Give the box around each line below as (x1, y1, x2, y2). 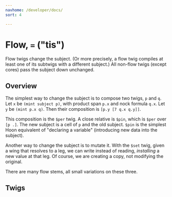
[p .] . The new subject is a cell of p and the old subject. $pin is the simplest (5, 122, 166, 128)
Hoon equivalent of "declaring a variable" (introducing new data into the (5, 127, 158, 133)
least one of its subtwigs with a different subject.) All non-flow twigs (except (5, 61, 167, 67)
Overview (5, 82, 37, 90)
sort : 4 (5, 12, 22, 17)
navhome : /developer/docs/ (5, 7, 63, 13)
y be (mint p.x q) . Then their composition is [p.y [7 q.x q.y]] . (5, 106, 141, 112)
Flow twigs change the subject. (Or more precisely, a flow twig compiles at (5, 56, 163, 62)
